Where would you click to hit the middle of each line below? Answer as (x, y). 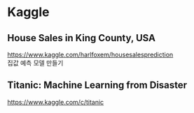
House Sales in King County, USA (82, 38)
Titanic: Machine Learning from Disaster (97, 85)
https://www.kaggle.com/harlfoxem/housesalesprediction (90, 54)
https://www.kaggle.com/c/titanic (56, 102)
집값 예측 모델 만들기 (35, 63)
